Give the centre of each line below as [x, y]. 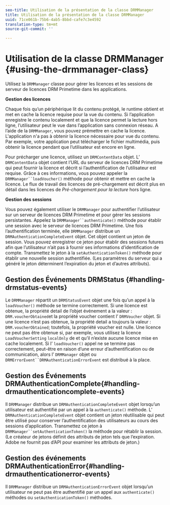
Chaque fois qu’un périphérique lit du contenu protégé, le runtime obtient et [84, 109]
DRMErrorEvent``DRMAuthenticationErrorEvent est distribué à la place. [78, 360]
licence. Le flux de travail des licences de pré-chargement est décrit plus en [85, 184]
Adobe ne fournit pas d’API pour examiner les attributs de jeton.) [73, 442]
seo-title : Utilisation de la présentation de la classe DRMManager [79, 10]
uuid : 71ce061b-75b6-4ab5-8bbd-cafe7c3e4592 [53, 19]
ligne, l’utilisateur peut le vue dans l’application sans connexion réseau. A [82, 125]
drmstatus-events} [36, 288]
